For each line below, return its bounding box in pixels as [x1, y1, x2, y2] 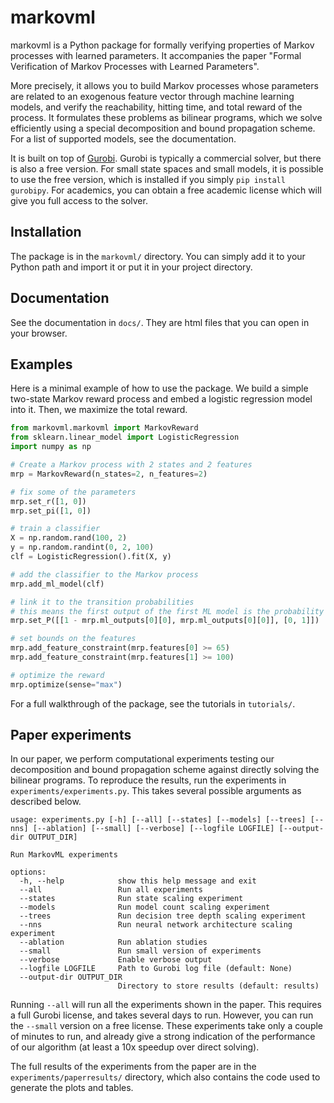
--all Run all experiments [19, 885, 203, 895]
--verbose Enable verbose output [19, 955, 213, 965]
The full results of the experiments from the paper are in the [10, 1061, 257, 1073]
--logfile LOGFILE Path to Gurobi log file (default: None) [19, 964, 293, 974]
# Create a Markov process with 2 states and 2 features [10, 460, 253, 470]
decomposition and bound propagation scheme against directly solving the [10, 764, 320, 776]
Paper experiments [10, 727, 132, 744]
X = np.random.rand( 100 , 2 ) [10, 533, 128, 543]
